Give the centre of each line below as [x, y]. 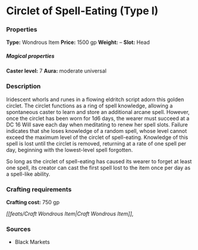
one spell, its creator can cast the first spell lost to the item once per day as [98, 167]
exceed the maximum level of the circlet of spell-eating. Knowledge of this [97, 137]
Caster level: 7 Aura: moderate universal [56, 71]
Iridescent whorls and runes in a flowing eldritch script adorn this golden [95, 99]
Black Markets [32, 242]
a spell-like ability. [28, 174]
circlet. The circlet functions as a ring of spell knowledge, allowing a [89, 106]
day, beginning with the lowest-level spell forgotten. [70, 150]
